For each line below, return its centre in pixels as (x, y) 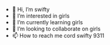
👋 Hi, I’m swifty (31, 9)
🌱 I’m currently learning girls (47, 22)
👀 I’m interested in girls (41, 16)
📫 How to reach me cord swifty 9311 (58, 36)
